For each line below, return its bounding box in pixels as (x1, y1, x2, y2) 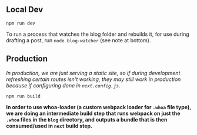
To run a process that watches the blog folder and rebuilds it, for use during (6, 31, 189, 38)
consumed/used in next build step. (6, 122, 93, 129)
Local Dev (6, 5, 44, 15)
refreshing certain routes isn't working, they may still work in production (6, 76, 181, 83)
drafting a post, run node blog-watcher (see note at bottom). (6, 36, 151, 43)
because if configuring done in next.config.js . (6, 82, 121, 89)
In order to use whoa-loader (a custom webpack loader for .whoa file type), (6, 103, 191, 110)
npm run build (6, 93, 41, 99)
